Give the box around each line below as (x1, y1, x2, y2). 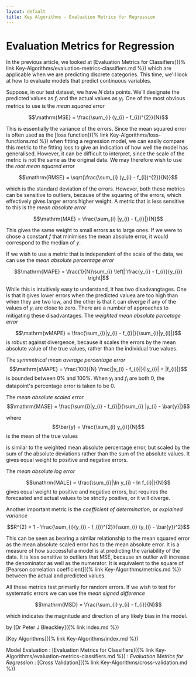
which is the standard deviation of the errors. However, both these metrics (6, 185, 185, 192)
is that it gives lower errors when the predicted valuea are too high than (6, 292, 178, 299)
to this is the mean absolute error (6, 204, 87, 211)
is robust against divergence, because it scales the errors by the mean (6, 339, 176, 346)
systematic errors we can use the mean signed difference (6, 590, 145, 597)
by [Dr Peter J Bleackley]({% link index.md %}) (6, 624, 119, 631)
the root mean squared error (6, 162, 75, 170)
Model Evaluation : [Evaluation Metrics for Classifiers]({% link (6, 646, 154, 654)
